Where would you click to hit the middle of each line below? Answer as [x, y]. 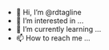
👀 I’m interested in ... [50, 21]
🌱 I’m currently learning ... [59, 29]
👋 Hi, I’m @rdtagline [48, 12]
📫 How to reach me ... [53, 38]
